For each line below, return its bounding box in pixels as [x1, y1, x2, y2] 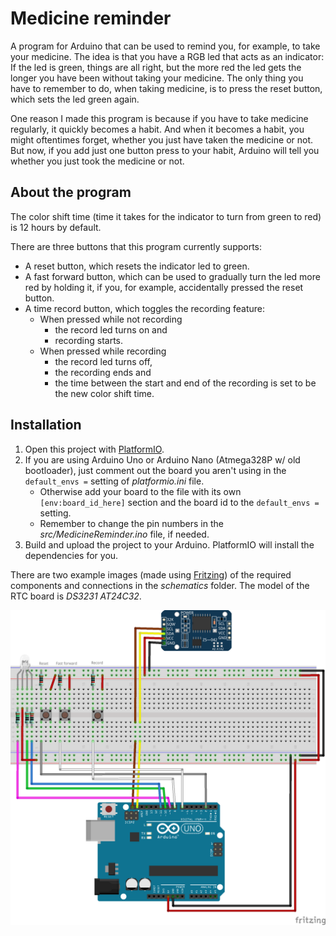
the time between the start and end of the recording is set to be [54, 377, 317, 389]
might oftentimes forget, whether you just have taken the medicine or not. [10, 133, 314, 146]
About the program [10, 184, 132, 201]
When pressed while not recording [39, 313, 183, 325]
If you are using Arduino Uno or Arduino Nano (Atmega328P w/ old [24, 453, 301, 466]
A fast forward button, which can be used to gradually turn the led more [24, 270, 321, 282]
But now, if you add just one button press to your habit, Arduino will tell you [10, 144, 320, 156]
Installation [10, 417, 82, 434]
